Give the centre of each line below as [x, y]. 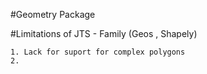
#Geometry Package [53, 14]
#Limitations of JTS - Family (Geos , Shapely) [104, 33]
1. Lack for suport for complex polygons [98, 52]
